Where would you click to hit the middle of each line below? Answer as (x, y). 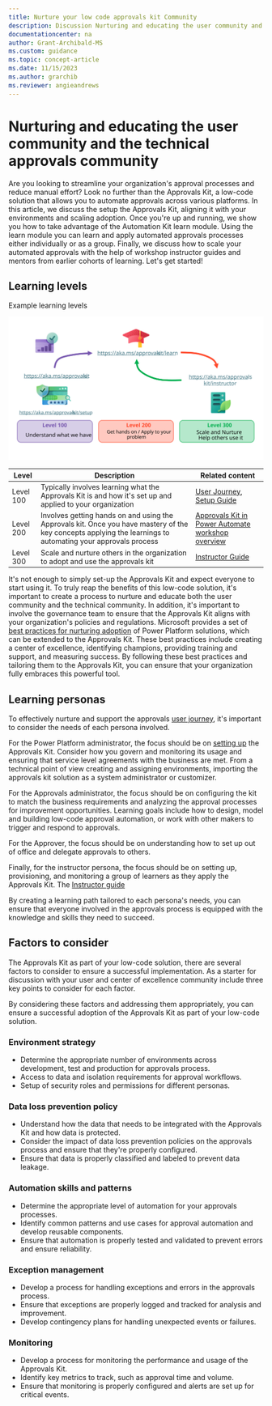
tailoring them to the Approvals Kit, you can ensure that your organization (131, 665)
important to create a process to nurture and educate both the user (120, 597)
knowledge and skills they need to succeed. (82, 917)
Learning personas (57, 699)
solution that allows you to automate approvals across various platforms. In (133, 200)
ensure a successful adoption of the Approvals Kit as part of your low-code (134, 1013)
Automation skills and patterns (70, 1188)
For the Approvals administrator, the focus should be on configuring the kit (133, 792)
